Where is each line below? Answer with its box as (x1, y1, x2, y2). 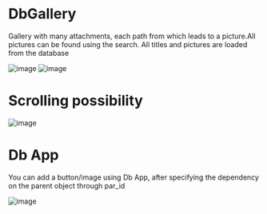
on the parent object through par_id (8, 180, 126, 190)
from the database (8, 48, 70, 57)
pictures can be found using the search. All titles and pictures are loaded (8, 39, 248, 49)
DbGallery (8, 5, 77, 23)
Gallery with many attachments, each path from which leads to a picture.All (8, 31, 256, 41)
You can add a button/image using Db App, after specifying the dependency (8, 172, 260, 182)
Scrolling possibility (8, 92, 144, 110)
